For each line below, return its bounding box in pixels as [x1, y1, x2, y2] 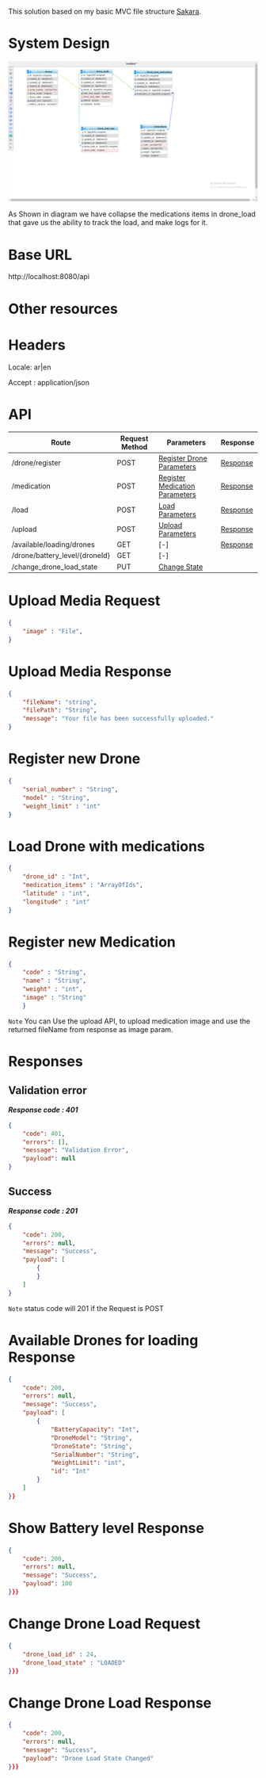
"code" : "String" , [22, 969, 87, 977]
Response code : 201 [8, 1206, 78, 1215]
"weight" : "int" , [22, 985, 83, 993]
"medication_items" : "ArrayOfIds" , [22, 881, 144, 889]
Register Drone [158, 453, 207, 463]
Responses [8, 1052, 83, 1070]
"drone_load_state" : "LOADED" [22, 1658, 126, 1667]
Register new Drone [8, 750, 141, 768]
